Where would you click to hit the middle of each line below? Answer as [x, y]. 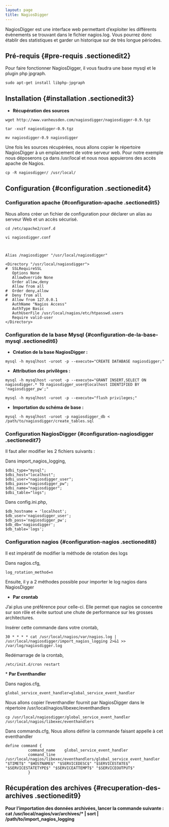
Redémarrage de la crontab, [35, 655]
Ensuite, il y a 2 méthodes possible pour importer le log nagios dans [76, 581]
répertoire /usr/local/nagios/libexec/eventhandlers [58, 708]
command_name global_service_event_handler [78, 750]
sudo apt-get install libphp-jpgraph [45, 83]
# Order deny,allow [27, 291]
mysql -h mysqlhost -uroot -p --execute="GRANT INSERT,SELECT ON [76, 380]
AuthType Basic [28, 309]
